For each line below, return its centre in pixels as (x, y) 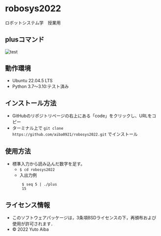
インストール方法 (31, 103)
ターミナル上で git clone (38, 128)
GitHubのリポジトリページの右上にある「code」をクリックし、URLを (82, 116)
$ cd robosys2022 (37, 170)
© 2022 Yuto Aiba (30, 229)
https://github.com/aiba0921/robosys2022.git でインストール (75, 134)
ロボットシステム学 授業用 (33, 23)
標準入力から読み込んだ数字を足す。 (48, 164)
